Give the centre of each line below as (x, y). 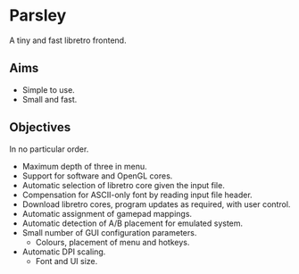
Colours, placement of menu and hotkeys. (112, 242)
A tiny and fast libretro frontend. (68, 40)
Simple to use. (49, 89)
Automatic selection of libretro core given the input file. (123, 185)
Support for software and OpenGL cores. (97, 176)
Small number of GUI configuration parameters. (109, 232)
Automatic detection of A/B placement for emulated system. (133, 223)
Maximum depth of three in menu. (84, 166)
